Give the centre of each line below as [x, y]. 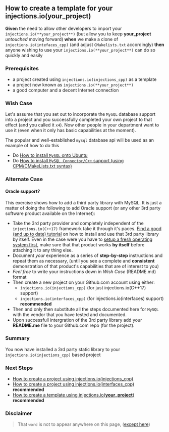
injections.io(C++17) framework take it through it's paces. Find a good [87, 228]
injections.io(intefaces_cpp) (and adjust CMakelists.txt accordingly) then [85, 45]
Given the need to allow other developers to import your [64, 28]
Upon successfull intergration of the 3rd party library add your [77, 320]
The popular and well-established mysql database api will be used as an [80, 140]
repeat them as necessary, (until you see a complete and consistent [83, 261]
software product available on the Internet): [50, 213]
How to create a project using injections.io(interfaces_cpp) [73, 384]
